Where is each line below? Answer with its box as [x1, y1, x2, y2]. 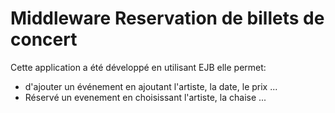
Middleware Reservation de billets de [10, 7, 325, 30]
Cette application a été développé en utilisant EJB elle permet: [10, 61, 267, 73]
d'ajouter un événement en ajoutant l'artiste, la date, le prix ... [24, 80, 278, 92]
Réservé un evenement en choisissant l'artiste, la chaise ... [24, 91, 267, 103]
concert [10, 28, 78, 51]
